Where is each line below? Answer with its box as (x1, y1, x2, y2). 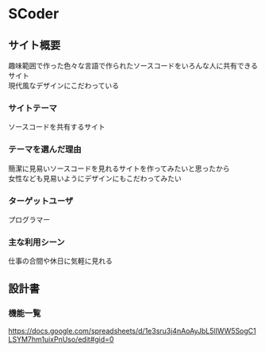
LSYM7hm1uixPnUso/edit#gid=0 (8, 335, 114, 344)
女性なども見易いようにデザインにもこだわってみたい (8, 173, 182, 183)
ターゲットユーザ (8, 195, 74, 207)
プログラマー (8, 215, 50, 224)
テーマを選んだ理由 (8, 144, 82, 155)
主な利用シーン (8, 236, 65, 247)
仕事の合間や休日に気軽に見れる (8, 256, 113, 266)
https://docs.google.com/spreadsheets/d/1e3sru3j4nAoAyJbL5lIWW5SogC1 (8, 326, 256, 335)
